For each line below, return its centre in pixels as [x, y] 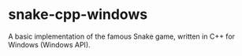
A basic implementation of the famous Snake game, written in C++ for [121, 36]
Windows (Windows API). [49, 44]
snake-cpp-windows [78, 15]
